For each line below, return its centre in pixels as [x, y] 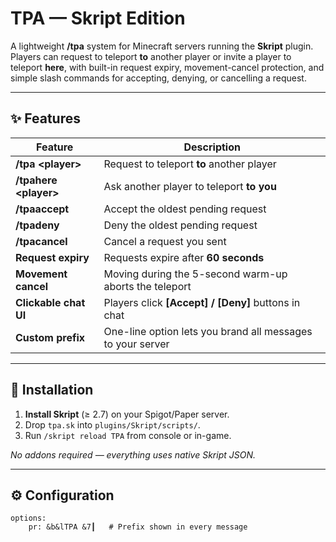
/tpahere [36, 180]
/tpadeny [37, 225]
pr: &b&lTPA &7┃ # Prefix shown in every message [138, 527]
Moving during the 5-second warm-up [195, 274]
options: [28, 518]
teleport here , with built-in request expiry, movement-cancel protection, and [167, 67]
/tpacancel [41, 241]
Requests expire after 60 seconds [184, 257]
